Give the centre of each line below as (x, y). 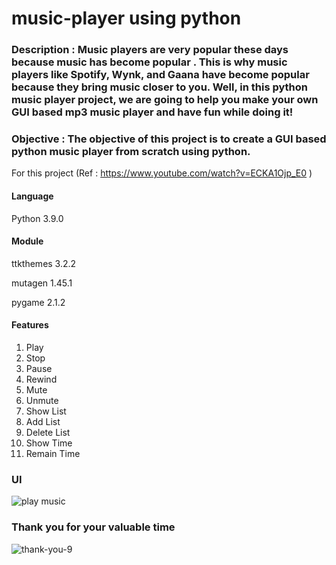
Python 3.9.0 (37, 218)
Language (32, 196)
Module (27, 241)
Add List (43, 422)
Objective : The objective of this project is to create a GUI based (169, 139)
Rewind (41, 379)
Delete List (48, 433)
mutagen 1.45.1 (42, 283)
